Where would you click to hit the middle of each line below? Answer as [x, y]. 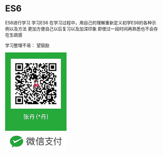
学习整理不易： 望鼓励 [27, 45]
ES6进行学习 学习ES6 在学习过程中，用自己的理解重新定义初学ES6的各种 [79, 22]
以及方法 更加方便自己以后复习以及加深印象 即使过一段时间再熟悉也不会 [81, 29]
